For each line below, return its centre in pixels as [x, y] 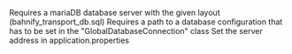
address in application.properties [69, 40]
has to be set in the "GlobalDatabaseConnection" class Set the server [136, 31]
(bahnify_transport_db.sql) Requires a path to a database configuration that [146, 22]
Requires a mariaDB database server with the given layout [115, 13]
